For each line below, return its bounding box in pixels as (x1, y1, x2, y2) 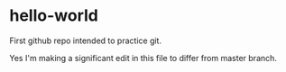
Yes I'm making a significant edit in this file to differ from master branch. (9, 52, 278, 63)
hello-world (9, 5, 99, 26)
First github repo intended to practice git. (9, 35, 162, 46)
